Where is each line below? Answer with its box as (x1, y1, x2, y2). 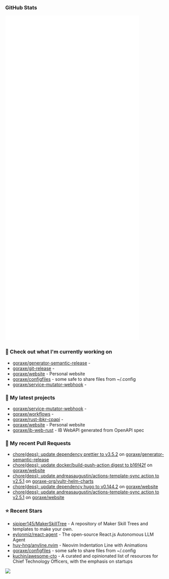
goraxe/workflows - (12, 411, 54, 417)
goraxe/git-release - (12, 365, 54, 371)
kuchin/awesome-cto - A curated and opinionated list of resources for (12, 553, 158, 559)
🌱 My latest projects (5, 394, 55, 401)
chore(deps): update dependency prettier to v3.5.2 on (12, 451, 125, 457)
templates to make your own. (12, 526, 73, 532)
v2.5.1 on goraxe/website (12, 494, 65, 500)
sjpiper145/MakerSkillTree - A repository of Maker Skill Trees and (12, 521, 148, 527)
